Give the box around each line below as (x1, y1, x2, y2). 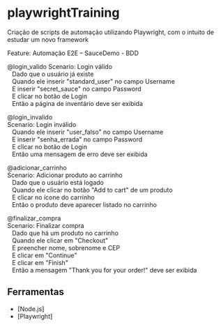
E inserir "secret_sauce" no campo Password (11, 84, 142, 93)
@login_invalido (7, 113, 53, 121)
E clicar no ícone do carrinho (11, 193, 96, 201)
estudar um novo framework (7, 35, 89, 43)
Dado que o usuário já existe (11, 70, 94, 78)
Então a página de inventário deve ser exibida (11, 99, 143, 107)
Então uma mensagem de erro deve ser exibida (11, 150, 148, 158)
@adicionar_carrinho (7, 163, 68, 172)
